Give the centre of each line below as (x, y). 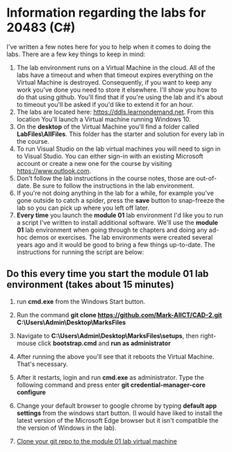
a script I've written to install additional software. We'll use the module (117, 222)
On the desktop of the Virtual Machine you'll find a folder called (108, 126)
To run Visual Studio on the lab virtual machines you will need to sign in (118, 149)
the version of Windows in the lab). (66, 428)
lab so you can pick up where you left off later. (83, 208)
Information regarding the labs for (106, 13)
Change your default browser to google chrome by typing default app (116, 405)
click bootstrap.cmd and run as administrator (104, 343)
